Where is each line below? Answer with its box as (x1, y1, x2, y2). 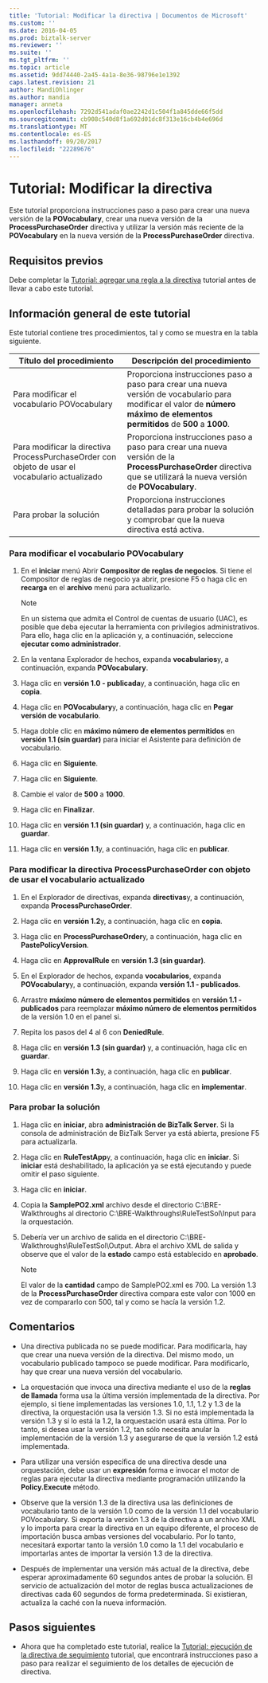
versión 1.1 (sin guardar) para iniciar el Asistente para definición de (20, 734, 242, 745)
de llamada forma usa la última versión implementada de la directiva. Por (20, 1391, 261, 1400)
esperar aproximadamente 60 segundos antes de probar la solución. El (20, 1572, 254, 1582)
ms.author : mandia (9, 93, 70, 101)
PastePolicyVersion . (20, 940, 90, 949)
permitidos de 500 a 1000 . (126, 418, 230, 429)
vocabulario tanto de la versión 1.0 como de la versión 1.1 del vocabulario (20, 1506, 259, 1516)
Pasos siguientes (9, 1621, 96, 1634)
